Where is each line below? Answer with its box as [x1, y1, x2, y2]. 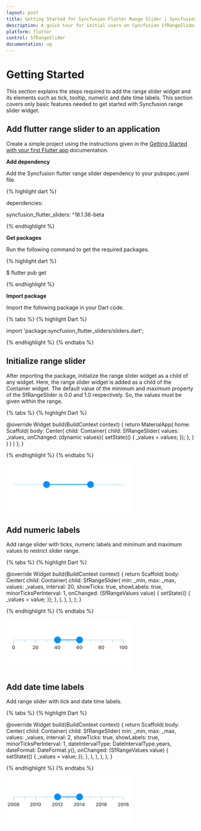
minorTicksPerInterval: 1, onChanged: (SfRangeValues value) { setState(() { [6, 589, 191, 597]
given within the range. [6, 398, 63, 405]
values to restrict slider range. [6, 547, 80, 555]
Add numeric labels [6, 525, 81, 535]
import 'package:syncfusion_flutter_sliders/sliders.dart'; [6, 327, 144, 334]
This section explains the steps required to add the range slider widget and [6, 88, 191, 95]
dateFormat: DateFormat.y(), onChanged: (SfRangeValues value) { [6, 746, 169, 754]
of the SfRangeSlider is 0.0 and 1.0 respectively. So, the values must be [6, 391, 182, 398]
